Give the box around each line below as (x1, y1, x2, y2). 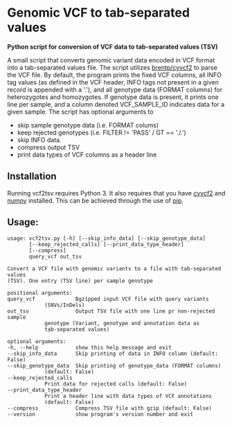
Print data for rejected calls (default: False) (44, 380, 188, 388)
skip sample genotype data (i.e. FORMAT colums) (17, 121, 159, 129)
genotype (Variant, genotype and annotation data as (44, 320, 199, 327)
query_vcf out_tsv (28, 253, 82, 260)
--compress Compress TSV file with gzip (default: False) (7, 404, 213, 412)
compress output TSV (17, 143, 80, 151)
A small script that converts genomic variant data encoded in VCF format (7, 55, 215, 64)
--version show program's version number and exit (7, 410, 194, 417)
